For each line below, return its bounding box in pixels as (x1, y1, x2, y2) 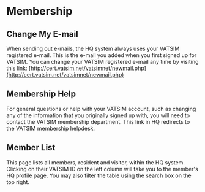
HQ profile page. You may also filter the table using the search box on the (6, 172, 192, 179)
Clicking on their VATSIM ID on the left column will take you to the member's (6, 165, 199, 172)
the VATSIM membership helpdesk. (6, 125, 95, 132)
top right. (6, 178, 29, 185)
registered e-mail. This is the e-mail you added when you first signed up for (6, 52, 197, 59)
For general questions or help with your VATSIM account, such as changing (6, 105, 196, 112)
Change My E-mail (6, 29, 78, 39)
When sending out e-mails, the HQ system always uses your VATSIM (6, 45, 180, 52)
